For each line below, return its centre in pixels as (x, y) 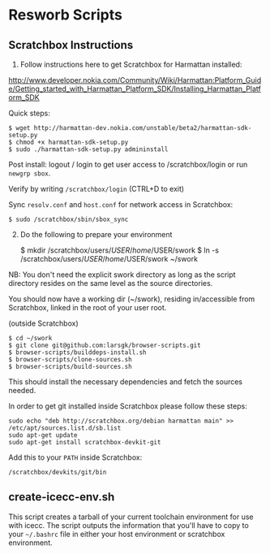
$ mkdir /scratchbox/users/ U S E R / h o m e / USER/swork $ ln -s (119, 250)
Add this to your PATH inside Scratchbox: (75, 457)
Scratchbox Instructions (71, 45)
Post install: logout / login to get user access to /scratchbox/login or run (128, 164)
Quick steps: (29, 113)
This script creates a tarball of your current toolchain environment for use (131, 517)
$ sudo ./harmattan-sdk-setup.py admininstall (88, 149)
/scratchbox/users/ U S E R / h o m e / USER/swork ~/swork (109, 259)
